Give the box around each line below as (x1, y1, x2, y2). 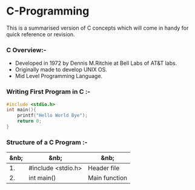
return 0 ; (17, 118, 42, 125)
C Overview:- (6, 45, 47, 54)
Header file (87, 164, 120, 172)
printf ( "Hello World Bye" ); (17, 113, 88, 119)
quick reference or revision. (6, 30, 75, 38)
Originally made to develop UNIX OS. (15, 66, 108, 73)
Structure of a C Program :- (6, 138, 88, 146)
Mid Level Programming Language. (15, 73, 103, 80)
